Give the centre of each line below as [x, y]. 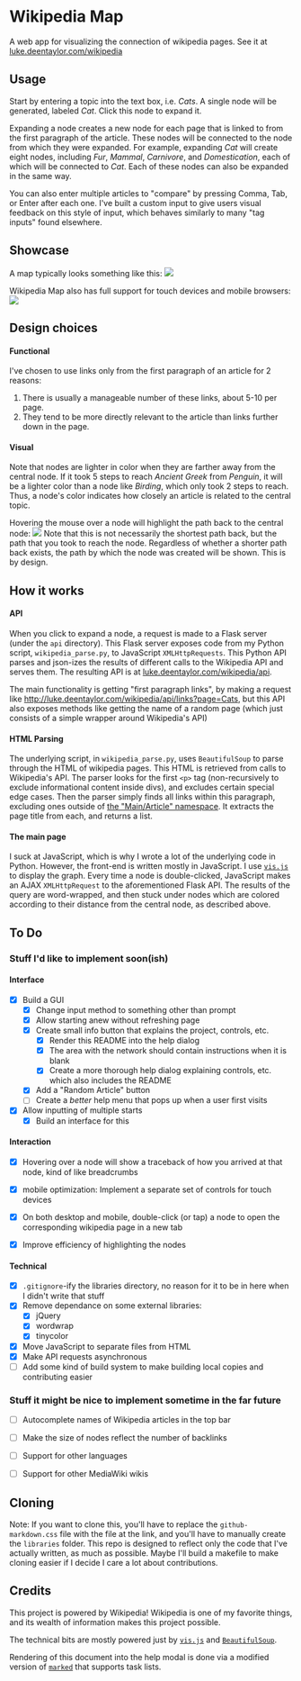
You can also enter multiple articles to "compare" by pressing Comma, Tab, [148, 193]
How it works [47, 590]
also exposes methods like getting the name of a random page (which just [146, 708]
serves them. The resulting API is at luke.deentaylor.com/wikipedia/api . [141, 672]
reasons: [26, 381]
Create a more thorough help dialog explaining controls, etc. [160, 1071]
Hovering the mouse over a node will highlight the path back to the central [146, 523]
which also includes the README [111, 1080]
